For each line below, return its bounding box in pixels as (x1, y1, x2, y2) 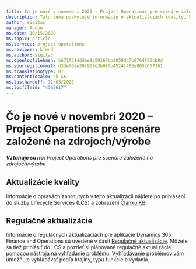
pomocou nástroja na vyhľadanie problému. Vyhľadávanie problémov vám (6, 250, 184, 257)
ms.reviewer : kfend (6, 47, 54, 53)
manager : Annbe (6, 25, 43, 31)
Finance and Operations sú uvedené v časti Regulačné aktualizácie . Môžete (6, 237, 188, 244)
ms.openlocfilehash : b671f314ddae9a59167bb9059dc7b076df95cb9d (6, 57, 163, 63)
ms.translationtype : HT (6, 68, 64, 74)
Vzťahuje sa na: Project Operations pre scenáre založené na (6, 154, 153, 161)
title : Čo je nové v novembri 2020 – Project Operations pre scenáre (6, 8, 179, 15)
